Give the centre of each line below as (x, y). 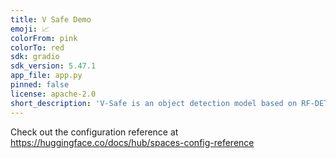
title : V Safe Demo (51, 19)
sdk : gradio (35, 57)
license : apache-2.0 (53, 94)
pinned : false (40, 85)
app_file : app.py (46, 76)
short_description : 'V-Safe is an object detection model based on (154, 103)
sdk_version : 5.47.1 (53, 66)
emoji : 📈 (30, 29)
